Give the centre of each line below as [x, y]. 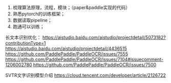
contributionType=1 [26, 43]
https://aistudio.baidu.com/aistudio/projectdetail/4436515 [66, 48]
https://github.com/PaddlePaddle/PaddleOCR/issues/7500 [95, 65]
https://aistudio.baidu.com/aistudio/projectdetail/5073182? [104, 37]
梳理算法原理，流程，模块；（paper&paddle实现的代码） [71, 7]
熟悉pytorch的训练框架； [39, 14]
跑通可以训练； [28, 26]
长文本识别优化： [23, 37]
